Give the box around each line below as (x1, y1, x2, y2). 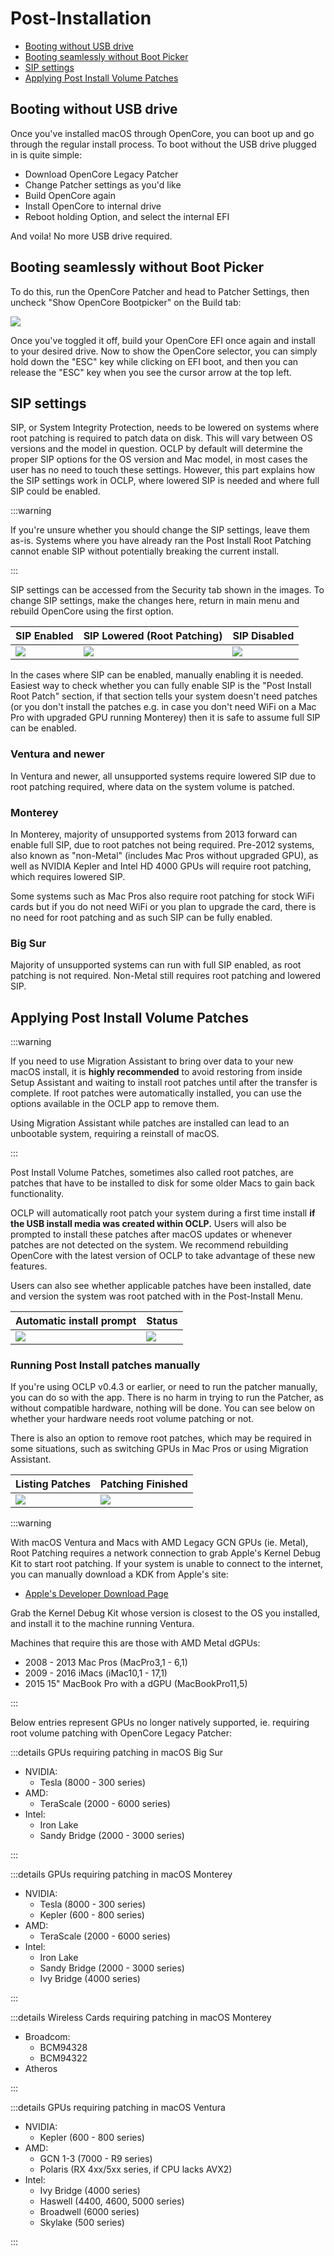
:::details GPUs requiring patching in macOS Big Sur (10, 1747, 224, 1759)
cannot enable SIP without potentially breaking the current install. (10, 545, 280, 557)
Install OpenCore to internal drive (24, 200, 162, 212)
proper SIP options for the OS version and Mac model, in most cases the (10, 453, 308, 466)
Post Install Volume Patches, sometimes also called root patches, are (10, 1167, 294, 1179)
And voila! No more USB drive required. (10, 230, 173, 242)
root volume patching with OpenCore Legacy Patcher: (10, 1727, 232, 1739)
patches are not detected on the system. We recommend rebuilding (10, 1239, 289, 1251)
